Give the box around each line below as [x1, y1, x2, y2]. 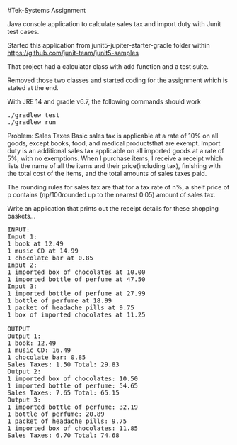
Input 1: [7, 233, 37, 241]
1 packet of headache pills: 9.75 [7, 417, 127, 425]
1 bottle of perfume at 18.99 [7, 297, 112, 304]
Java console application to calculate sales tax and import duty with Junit [7, 20, 221, 28]
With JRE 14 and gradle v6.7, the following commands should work [7, 97, 202, 106]
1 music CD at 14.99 [7, 247, 79, 255]
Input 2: [7, 261, 37, 269]
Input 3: [7, 282, 37, 290]
